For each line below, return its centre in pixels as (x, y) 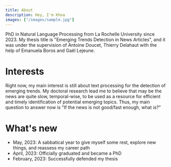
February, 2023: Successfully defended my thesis (65, 159)
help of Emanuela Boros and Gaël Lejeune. (50, 51)
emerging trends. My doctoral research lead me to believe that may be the (84, 91)
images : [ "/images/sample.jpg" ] (40, 20)
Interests (25, 71)
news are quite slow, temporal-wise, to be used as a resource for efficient (83, 97)
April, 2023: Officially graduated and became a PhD (67, 153)
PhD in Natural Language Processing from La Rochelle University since (80, 34)
